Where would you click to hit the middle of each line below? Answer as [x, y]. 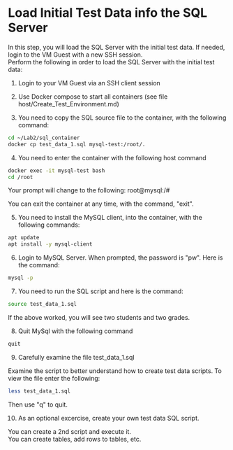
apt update [24, 238]
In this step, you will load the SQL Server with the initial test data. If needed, [116, 47]
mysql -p [21, 278]
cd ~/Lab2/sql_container [44, 138]
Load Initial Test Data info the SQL [108, 13]
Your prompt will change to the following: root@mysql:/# [89, 190]
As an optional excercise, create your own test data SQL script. [108, 418]
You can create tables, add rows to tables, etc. [75, 439]
